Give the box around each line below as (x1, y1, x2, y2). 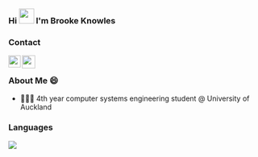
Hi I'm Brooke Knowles (8, 14, 116, 26)
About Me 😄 (8, 75, 59, 86)
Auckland (19, 101, 52, 112)
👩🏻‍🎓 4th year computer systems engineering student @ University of (19, 93, 250, 103)
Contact (8, 36, 41, 48)
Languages (8, 122, 54, 133)
